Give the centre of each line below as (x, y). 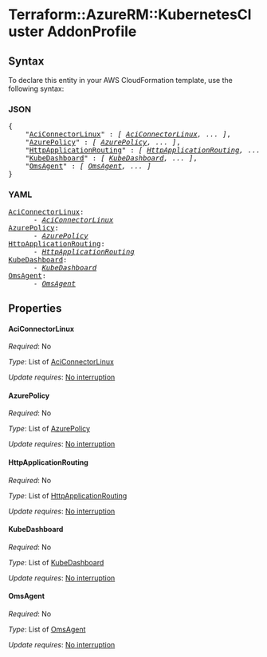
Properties (35, 308)
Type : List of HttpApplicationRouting (68, 495)
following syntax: (36, 89)
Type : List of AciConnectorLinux (61, 362)
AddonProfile (92, 31)
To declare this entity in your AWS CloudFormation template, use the (120, 80)
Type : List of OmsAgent (47, 629)
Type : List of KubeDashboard (56, 562)
